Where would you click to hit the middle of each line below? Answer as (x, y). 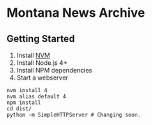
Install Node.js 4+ (42, 63)
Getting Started (41, 39)
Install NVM (33, 55)
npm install (24, 103)
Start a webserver (43, 78)
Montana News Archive (76, 13)
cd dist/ (19, 109)
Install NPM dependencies (54, 70)
